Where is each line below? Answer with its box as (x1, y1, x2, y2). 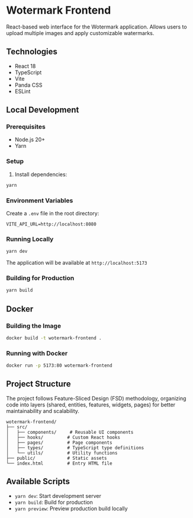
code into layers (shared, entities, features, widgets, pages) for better (6, 401, 176, 408)
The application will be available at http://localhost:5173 (6, 259, 147, 266)
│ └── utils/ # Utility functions (6, 450, 118, 456)
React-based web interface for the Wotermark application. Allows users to (6, 23, 188, 30)
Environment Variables (6, 196, 73, 205)
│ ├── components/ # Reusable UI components (6, 429, 134, 435)
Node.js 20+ (14, 136, 46, 143)
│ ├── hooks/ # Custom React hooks (6, 434, 120, 440)
